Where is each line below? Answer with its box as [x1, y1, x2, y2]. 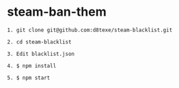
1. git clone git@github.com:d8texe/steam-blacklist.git [7, 27, 173, 33]
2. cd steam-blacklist [7, 38, 72, 45]
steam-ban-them [7, 4, 107, 20]
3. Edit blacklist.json [7, 50, 75, 57]
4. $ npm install [7, 62, 57, 69]
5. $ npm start [7, 74, 51, 81]
